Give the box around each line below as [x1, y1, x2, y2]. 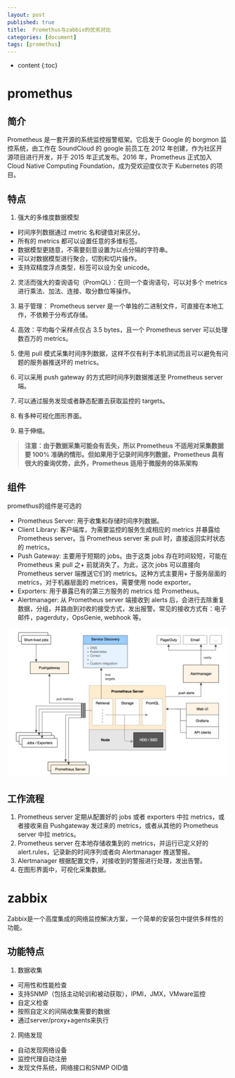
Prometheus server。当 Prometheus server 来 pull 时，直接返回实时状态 [17, 534, 226, 543]
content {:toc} [17, 61, 58, 70]
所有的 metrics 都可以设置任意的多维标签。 [17, 236, 142, 245]
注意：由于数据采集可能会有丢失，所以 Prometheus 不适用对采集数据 [24, 441, 224, 450]
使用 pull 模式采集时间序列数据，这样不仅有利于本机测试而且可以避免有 [17, 349, 222, 358]
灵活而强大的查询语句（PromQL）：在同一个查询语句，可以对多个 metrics [17, 278, 228, 286]
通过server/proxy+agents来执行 [17, 1015, 109, 1024]
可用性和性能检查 [17, 980, 67, 989]
